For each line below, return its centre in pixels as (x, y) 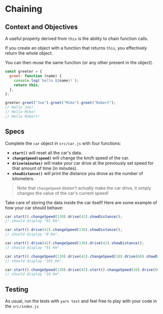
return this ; (27, 85)
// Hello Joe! (19, 107)
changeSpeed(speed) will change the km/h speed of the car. (71, 158)
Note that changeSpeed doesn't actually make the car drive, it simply (84, 188)
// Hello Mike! (20, 112)
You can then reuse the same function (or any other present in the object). (79, 62)
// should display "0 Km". (32, 234)
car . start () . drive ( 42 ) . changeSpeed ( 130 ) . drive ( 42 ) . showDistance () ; (75, 243)
